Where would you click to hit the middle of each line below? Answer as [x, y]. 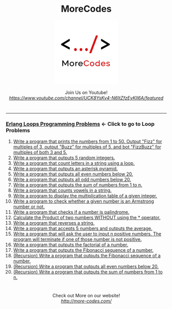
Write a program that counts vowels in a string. [62, 190]
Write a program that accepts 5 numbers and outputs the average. [83, 229]
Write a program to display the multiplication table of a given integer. [85, 196]
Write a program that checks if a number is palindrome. [71, 212]
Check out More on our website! [86, 295]
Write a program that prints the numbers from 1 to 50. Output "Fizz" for [88, 142]
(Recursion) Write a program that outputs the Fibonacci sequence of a [87, 256]
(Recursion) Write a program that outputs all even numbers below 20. [86, 267]
